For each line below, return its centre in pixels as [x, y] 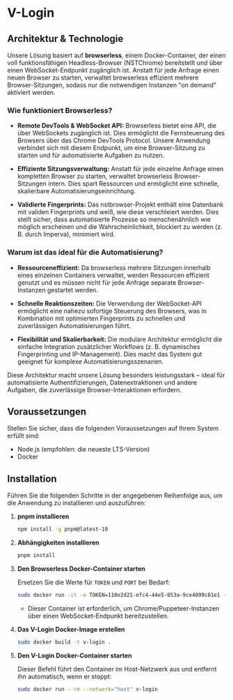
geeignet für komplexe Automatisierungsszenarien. [90, 362]
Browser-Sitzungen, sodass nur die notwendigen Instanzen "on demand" [112, 85]
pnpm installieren [43, 516]
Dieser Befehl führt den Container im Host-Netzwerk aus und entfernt [117, 669]
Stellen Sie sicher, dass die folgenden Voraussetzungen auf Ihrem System [113, 429]
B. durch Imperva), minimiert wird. [66, 234]
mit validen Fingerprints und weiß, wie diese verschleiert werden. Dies [118, 212]
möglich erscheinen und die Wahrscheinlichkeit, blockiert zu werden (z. [120, 227]
